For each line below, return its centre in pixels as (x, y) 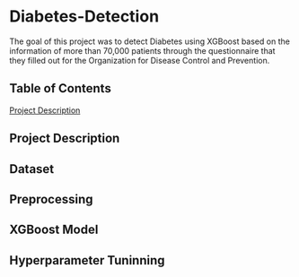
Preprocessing (51, 199)
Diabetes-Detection (84, 17)
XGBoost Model (54, 230)
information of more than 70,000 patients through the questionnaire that (142, 50)
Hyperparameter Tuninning (87, 260)
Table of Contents (61, 88)
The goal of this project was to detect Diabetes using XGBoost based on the (149, 41)
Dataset (32, 169)
